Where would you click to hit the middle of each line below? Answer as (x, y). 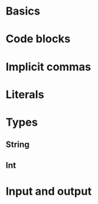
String (18, 145)
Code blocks (38, 39)
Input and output (49, 191)
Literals (25, 94)
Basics (23, 11)
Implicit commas (48, 66)
